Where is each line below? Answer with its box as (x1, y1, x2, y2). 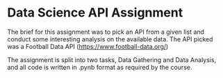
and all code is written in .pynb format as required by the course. (7, 63, 192, 71)
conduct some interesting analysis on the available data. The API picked (7, 35, 213, 43)
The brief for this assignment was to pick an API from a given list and (7, 28, 205, 36)
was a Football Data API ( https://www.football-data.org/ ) (7, 42, 169, 50)
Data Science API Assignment (7, 5, 183, 21)
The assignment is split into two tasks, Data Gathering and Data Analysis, (7, 55, 217, 64)
